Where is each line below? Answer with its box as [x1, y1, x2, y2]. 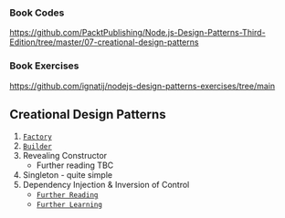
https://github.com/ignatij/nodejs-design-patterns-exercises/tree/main [9, 80, 276, 91]
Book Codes [9, 6, 65, 19]
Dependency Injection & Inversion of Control [22, 180, 190, 191]
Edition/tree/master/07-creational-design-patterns [9, 36, 199, 47]
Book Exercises [9, 59, 79, 72]
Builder [22, 142, 52, 151]
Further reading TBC [36, 160, 114, 171]
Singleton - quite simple [22, 170, 112, 181]
